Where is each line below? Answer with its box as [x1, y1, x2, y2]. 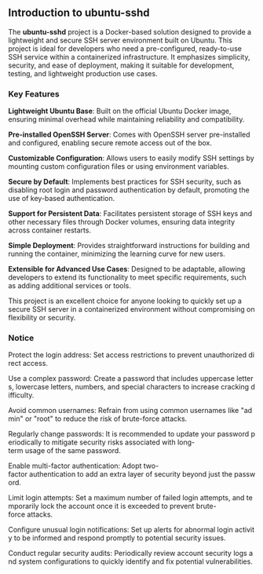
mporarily [8, 502, 39, 511]
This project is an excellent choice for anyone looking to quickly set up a [8, 296, 242, 305]
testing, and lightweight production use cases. [8, 68, 159, 78]
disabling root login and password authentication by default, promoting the [8, 185, 250, 195]
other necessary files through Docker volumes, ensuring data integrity [8, 218, 236, 227]
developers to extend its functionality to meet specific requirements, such [8, 272, 247, 282]
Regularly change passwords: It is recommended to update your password [8, 430, 250, 439]
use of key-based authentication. [8, 194, 115, 203]
